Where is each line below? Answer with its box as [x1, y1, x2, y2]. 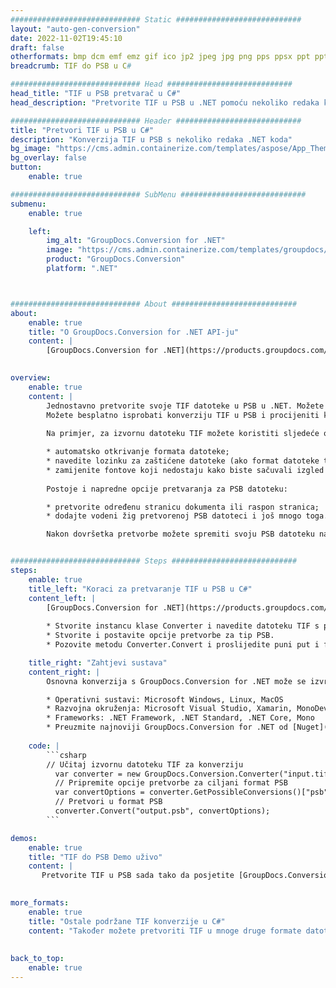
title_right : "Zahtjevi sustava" [28, 657, 168, 668]
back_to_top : [10, 954, 65, 964]
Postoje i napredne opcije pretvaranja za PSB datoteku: [46, 484, 288, 494]
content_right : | [28, 667, 101, 677]
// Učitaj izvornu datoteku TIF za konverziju [46, 759, 244, 770]
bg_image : [10, 144, 52, 154]
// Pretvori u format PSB [54, 797, 163, 807]
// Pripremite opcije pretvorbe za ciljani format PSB [54, 778, 288, 788]
